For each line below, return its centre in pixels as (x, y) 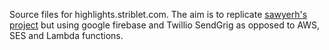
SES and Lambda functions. (66, 35)
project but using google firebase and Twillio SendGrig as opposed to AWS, (165, 25)
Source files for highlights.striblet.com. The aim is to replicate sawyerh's (158, 14)
